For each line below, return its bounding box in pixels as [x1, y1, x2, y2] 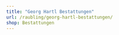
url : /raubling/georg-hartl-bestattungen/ [6, 14, 113, 20]
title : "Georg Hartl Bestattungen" [6, 8, 95, 15]
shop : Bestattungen [6, 20, 55, 26]
